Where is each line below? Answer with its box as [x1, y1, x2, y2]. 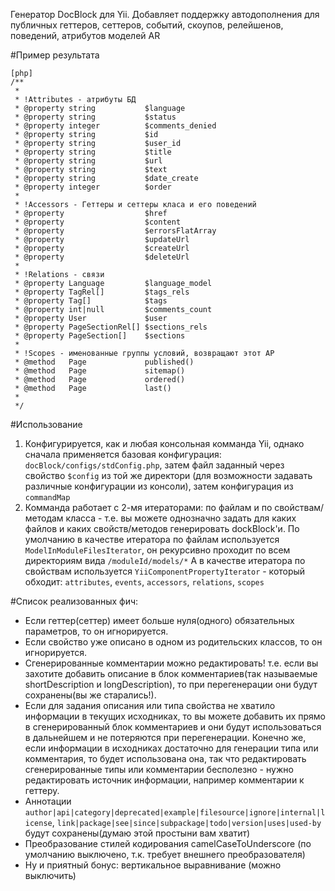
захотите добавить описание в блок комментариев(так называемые [24, 668, 318, 679]
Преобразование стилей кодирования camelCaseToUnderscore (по [24, 838, 312, 849]
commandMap [24, 493, 71, 503]
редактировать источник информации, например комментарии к [24, 774, 305, 786]
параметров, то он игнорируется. [24, 625, 169, 637]
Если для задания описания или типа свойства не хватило [24, 700, 276, 711]
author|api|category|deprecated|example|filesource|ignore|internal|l [24, 808, 326, 818]
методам [24, 512, 64, 524]
